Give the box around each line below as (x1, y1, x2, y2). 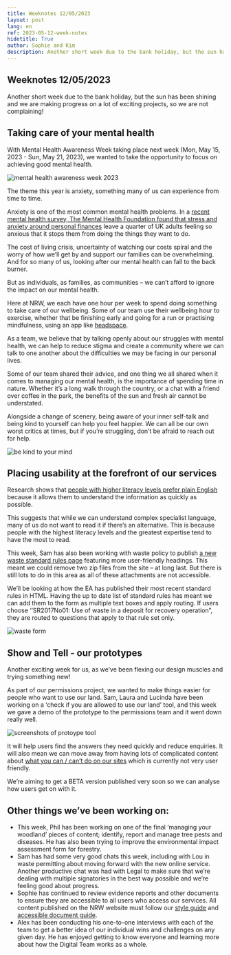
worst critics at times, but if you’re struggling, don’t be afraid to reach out (7, 427, 214, 435)
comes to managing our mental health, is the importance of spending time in (7, 376, 223, 385)
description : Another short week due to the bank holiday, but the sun (7, 49, 217, 56)
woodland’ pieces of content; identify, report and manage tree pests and (16, 830, 223, 838)
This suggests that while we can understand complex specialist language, (7, 514, 217, 522)
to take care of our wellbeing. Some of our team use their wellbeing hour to (7, 306, 220, 314)
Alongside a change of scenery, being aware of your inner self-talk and (7, 412, 209, 421)
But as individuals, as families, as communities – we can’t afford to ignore (7, 278, 214, 286)
